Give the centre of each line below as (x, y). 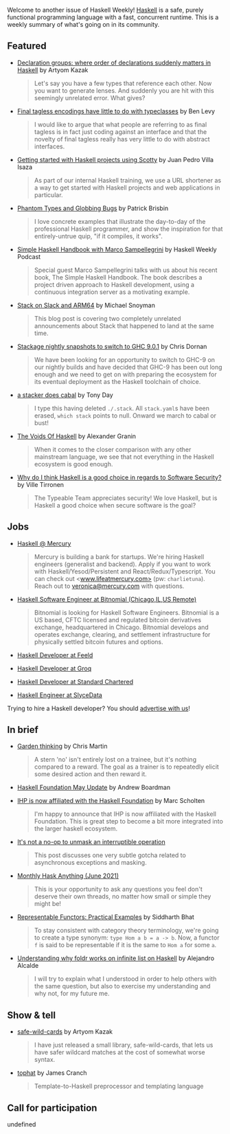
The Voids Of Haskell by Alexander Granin (76, 436)
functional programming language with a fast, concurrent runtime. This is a (113, 17)
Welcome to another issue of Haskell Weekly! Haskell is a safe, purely (105, 10)
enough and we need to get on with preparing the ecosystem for (126, 374)
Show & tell (32, 1015)
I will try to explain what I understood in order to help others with (125, 979)
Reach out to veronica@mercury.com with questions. (109, 586)
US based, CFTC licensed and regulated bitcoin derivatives (117, 620)
